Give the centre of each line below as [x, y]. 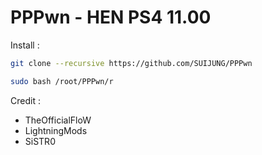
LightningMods [56, 130]
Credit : [25, 100]
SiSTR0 [40, 141]
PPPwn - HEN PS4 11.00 [111, 17]
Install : [25, 45]
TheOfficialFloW [58, 120]
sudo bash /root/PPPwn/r [62, 81]
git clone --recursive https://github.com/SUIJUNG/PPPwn [131, 63]
